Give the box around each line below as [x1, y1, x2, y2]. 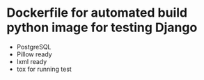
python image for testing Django [6, 19, 198, 35]
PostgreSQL [16, 42, 52, 51]
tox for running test [16, 65, 72, 73]
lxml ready [16, 57, 47, 65]
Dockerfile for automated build [6, 5, 188, 21]
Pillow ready [16, 50, 53, 58]
